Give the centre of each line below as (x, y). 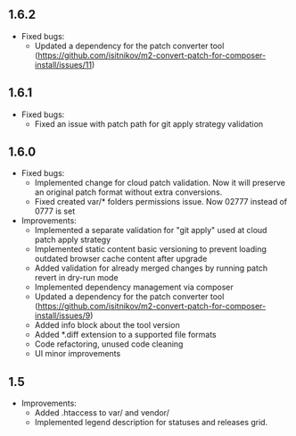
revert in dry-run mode (76, 278)
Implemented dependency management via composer (134, 287)
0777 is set (55, 211)
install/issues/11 (63, 64)
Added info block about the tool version (107, 325)
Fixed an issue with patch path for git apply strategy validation (149, 123)
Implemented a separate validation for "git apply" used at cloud (151, 231)
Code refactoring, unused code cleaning (109, 344)
